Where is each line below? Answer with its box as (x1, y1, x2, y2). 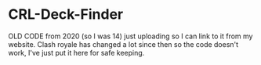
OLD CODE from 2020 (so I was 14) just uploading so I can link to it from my (8, 31, 253, 41)
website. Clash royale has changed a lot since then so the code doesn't (8, 39, 239, 49)
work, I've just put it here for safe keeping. (8, 48, 145, 57)
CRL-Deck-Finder (8, 5, 124, 23)
